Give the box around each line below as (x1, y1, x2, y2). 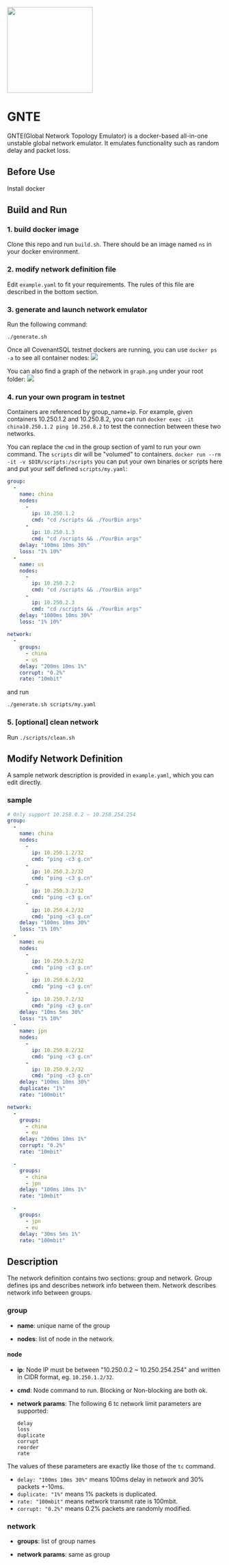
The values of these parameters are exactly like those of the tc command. (7, 1461, 216, 1470)
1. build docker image (7, 225, 79, 234)
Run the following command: (7, 320, 87, 328)
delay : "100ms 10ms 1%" (19, 1186, 87, 1193)
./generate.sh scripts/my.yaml (7, 701, 96, 708)
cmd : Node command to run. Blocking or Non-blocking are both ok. (16, 1386, 208, 1394)
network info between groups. (7, 1289, 92, 1297)
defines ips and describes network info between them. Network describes (7, 1281, 217, 1289)
